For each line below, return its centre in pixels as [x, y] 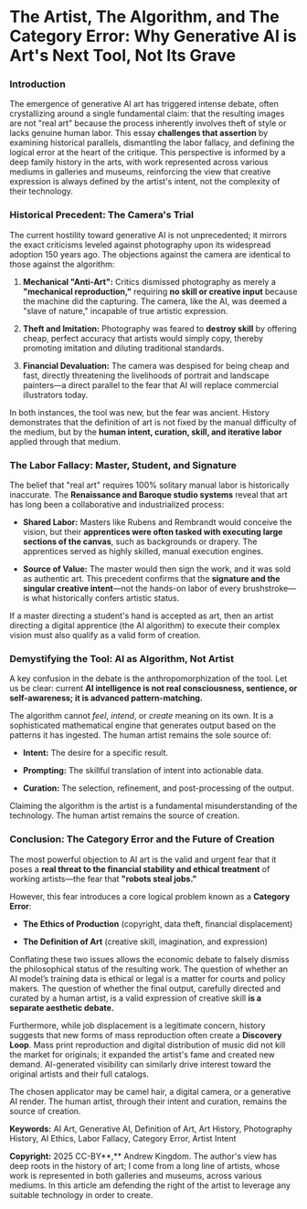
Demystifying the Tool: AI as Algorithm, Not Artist [122, 659]
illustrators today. [55, 394]
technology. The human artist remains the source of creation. [125, 815]
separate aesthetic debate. [62, 1007]
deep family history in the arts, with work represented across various [139, 163]
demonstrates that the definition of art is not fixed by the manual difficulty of [153, 422]
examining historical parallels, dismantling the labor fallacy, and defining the [152, 142]
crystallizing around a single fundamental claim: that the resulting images [147, 114]
